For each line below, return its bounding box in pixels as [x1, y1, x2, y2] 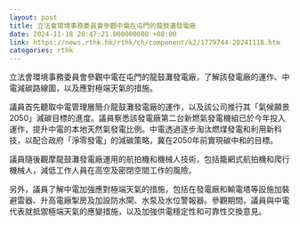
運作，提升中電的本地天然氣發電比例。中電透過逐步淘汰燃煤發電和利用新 [9, 124, 274, 134]
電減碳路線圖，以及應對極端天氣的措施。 [9, 83, 158, 93]
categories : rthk [9, 46, 74, 55]
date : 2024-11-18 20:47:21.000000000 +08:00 [9, 29, 177, 38]
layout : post [9, 12, 58, 22]
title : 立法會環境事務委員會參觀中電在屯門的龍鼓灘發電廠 [9, 21, 197, 30]
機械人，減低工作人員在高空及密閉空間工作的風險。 [9, 165, 197, 176]
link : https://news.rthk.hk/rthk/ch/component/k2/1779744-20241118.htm [9, 37, 280, 47]
